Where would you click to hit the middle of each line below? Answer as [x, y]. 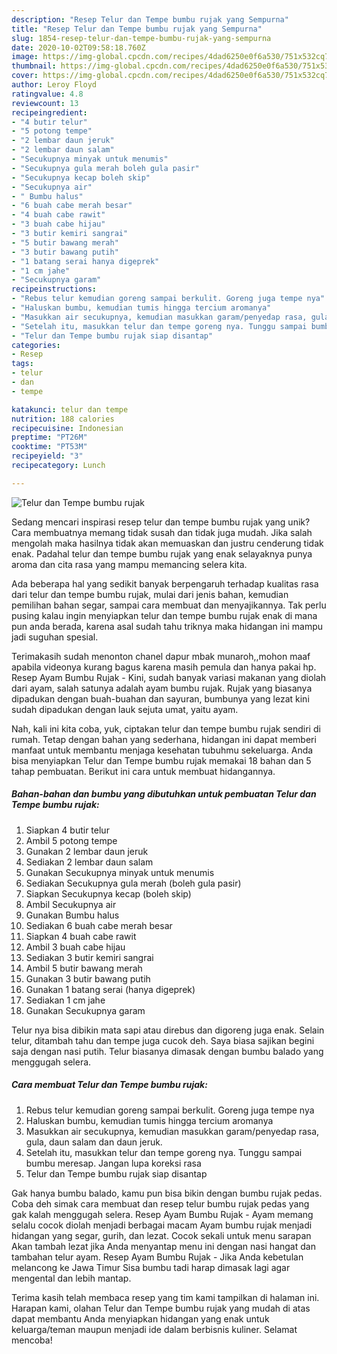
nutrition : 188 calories [63, 419]
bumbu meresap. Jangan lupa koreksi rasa [113, 1163]
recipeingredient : [49, 112]
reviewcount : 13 [45, 103]
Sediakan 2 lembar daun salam [89, 862]
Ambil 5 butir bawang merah [84, 968]
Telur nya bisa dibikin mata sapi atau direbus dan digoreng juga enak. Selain [168, 1030]
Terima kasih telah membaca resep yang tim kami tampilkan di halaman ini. [165, 1297]
